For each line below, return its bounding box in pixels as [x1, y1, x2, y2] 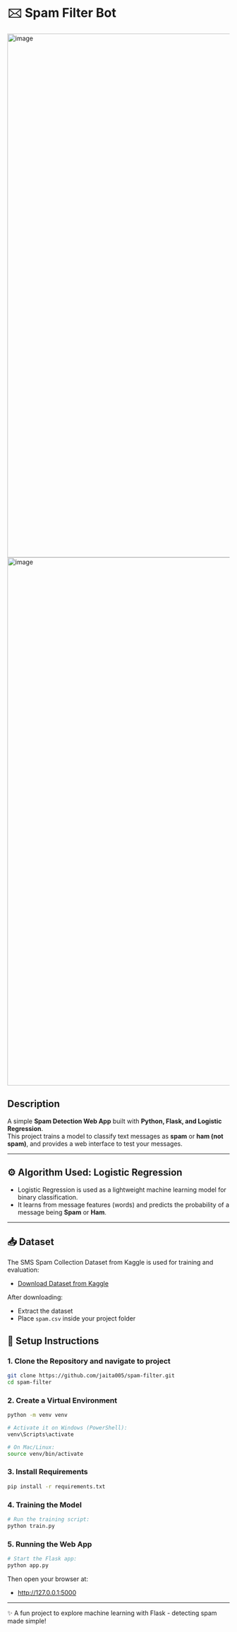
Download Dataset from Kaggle [17, 1280, 109, 1288]
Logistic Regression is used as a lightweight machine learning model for [17, 1185, 227, 1194]
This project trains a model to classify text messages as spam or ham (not [7, 1132, 224, 1140]
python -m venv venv [7, 1412, 68, 1419]
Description [7, 1098, 60, 1110]
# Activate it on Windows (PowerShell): [7, 1424, 128, 1431]
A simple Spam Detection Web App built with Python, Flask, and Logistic [7, 1117, 222, 1125]
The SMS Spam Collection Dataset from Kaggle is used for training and [7, 1258, 214, 1267]
